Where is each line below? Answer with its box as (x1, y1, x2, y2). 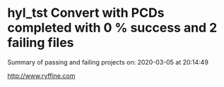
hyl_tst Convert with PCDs (7, 5, 165, 21)
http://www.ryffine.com (7, 72, 76, 80)
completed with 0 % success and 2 (7, 20, 218, 36)
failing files (7, 35, 74, 51)
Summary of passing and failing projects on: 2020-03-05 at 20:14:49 (7, 58, 208, 66)
